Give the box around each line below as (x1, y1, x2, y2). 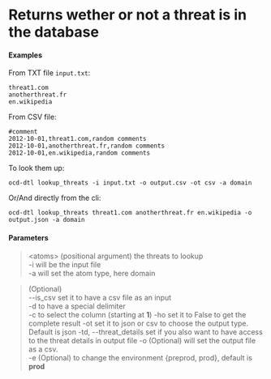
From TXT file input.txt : (8, 68, 91, 78)
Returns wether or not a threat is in (8, 6, 247, 24)
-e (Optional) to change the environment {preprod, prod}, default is (28, 352, 253, 362)
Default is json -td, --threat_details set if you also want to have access (28, 326, 264, 337)
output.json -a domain (8, 216, 85, 224)
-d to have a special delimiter (28, 301, 126, 311)
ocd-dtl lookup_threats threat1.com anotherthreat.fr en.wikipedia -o (8, 209, 252, 217)
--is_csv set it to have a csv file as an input (28, 292, 172, 302)
